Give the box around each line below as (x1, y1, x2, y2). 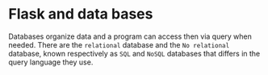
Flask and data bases (8, 5, 153, 23)
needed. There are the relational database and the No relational (8, 40, 230, 49)
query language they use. (8, 57, 94, 67)
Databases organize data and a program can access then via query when (8, 31, 253, 41)
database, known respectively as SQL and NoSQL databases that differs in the (8, 48, 261, 58)
